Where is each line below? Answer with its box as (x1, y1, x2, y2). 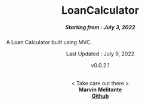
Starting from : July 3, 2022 (65, 23, 135, 30)
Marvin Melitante (78, 86, 122, 93)
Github (91, 92, 109, 100)
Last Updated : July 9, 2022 (66, 50, 135, 57)
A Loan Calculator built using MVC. (6, 39, 92, 46)
